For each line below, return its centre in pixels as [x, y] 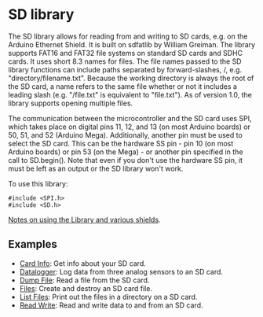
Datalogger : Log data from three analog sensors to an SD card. [121, 271]
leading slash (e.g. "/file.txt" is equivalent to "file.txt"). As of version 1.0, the [130, 94]
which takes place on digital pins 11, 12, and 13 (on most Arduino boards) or [130, 127]
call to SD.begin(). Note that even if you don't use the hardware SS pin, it [126, 160]
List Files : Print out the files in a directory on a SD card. [108, 297]
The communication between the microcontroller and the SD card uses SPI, [130, 118]
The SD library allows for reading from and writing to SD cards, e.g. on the [128, 36]
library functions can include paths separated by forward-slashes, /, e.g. [125, 69]
